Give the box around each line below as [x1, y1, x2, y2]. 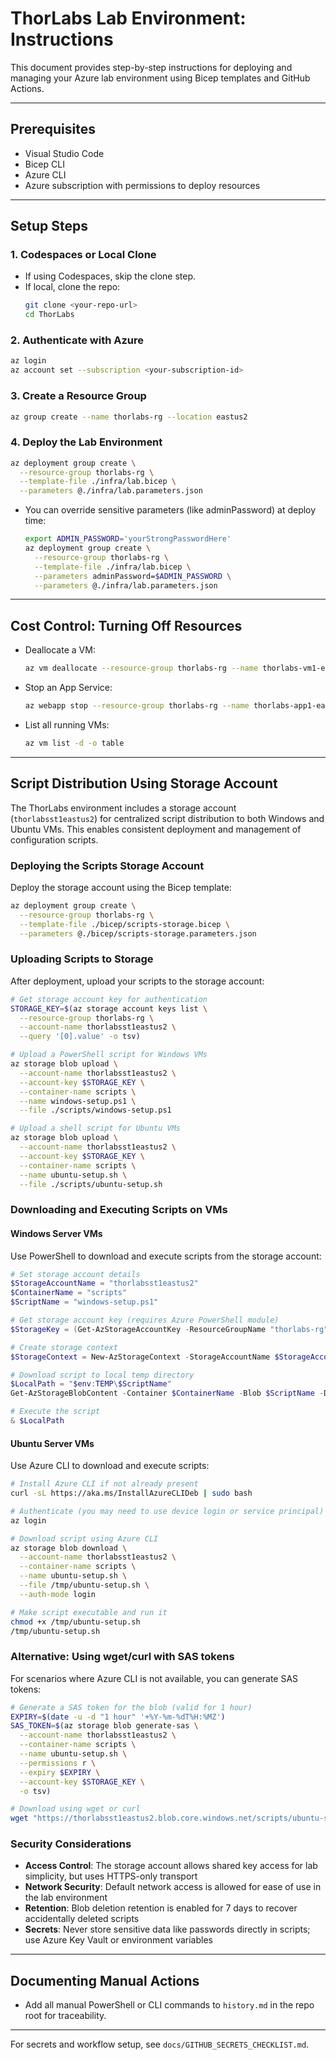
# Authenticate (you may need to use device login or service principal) [10, 1506, 325, 1516]
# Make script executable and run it [10, 1607, 168, 1617]
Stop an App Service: [24, 682, 113, 694]
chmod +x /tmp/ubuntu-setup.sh [10, 1617, 141, 1627]
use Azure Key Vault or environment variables [24, 1934, 213, 1946]
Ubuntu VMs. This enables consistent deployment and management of [10, 823, 302, 835]
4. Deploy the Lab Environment [10, 435, 163, 449]
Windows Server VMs [10, 1227, 103, 1239]
